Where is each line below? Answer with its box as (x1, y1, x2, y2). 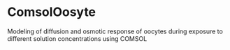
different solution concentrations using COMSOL (7, 34, 148, 42)
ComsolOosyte (7, 4, 96, 20)
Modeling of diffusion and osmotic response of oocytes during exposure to (7, 27, 224, 35)
